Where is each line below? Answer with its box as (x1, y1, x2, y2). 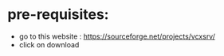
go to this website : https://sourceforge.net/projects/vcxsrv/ (18, 32, 216, 41)
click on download (18, 39, 80, 49)
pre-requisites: (7, 6, 109, 24)
